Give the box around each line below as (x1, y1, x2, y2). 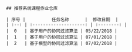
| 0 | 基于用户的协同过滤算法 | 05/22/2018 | (6, 28, 117, 34)
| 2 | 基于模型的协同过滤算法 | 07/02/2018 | (6, 40, 117, 46)
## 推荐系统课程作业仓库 (6, 5, 58, 11)
